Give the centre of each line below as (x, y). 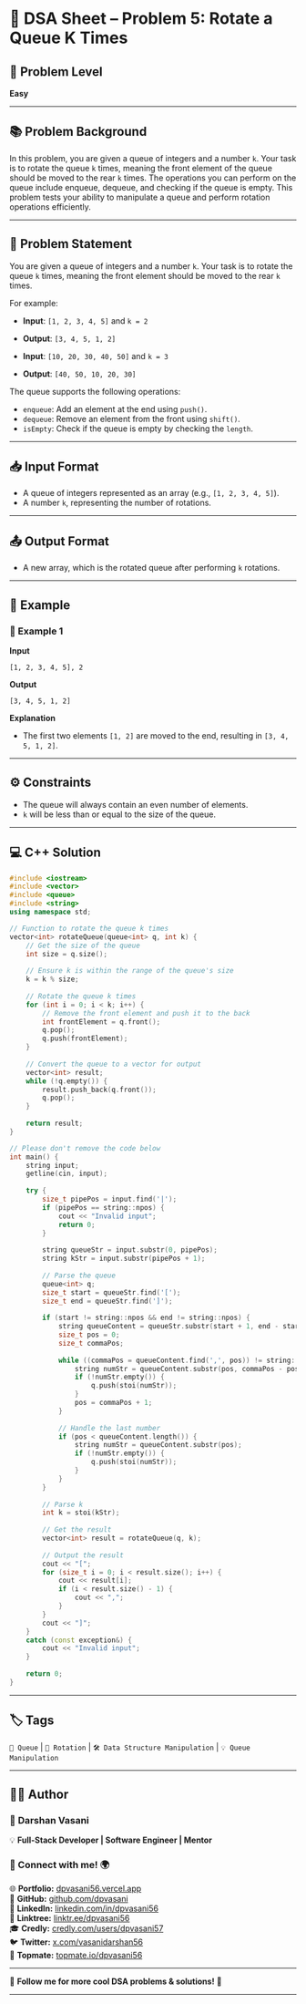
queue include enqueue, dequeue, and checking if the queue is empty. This (151, 187)
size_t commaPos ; (91, 1343)
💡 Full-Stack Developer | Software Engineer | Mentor (111, 1840)
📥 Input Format (54, 467)
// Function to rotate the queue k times (89, 928)
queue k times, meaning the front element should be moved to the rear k (145, 275)
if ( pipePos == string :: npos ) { (104, 1207)
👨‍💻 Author (39, 1795)
